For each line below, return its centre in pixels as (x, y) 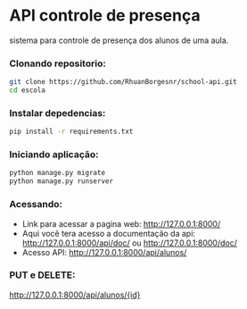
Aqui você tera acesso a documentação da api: (109, 233)
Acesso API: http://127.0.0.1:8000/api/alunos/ (104, 252)
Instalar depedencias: (58, 113)
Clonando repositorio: (58, 63)
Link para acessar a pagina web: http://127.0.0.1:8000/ (121, 223)
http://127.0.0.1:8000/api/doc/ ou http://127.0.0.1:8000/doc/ (130, 243)
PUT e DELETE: (42, 275)
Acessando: (36, 205)
